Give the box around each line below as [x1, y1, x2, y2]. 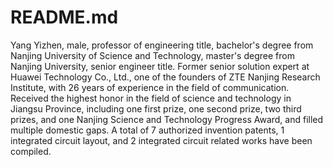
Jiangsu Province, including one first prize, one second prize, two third [10, 102, 302, 115]
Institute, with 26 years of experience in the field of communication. [10, 81, 290, 93]
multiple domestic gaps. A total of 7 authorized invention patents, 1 [10, 124, 285, 136]
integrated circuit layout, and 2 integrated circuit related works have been [10, 134, 313, 146]
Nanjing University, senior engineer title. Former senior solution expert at [10, 60, 310, 72]
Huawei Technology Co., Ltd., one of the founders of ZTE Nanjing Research [10, 71, 321, 83]
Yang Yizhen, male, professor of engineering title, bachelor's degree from [10, 39, 314, 51]
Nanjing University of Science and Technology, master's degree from [10, 49, 295, 61]
